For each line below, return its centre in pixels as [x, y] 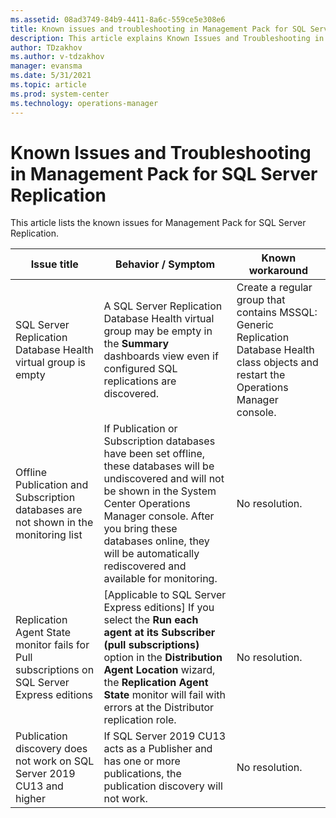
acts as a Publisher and [158, 749]
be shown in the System [160, 491]
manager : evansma [46, 66]
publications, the [142, 774]
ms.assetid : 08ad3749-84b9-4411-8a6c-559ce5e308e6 [118, 19]
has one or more [142, 761]
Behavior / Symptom [165, 264]
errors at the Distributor [159, 708]
